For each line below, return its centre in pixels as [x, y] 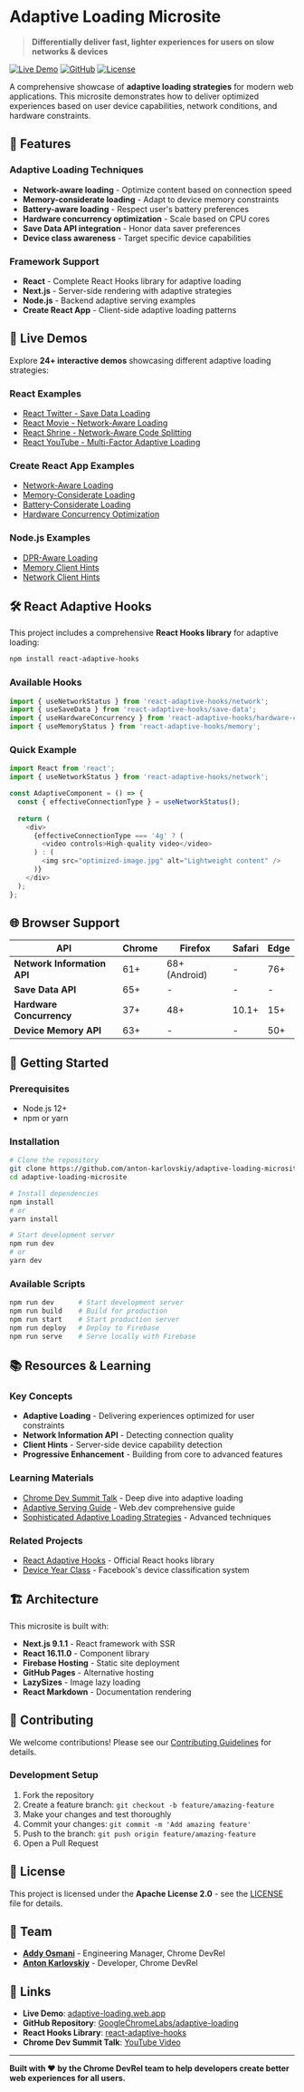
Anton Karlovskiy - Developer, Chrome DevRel [110, 1963]
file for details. [36, 1903]
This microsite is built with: [59, 1626]
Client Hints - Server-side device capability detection [123, 1445]
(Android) [187, 975]
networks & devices [70, 51]
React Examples [45, 394]
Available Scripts [47, 1284]
